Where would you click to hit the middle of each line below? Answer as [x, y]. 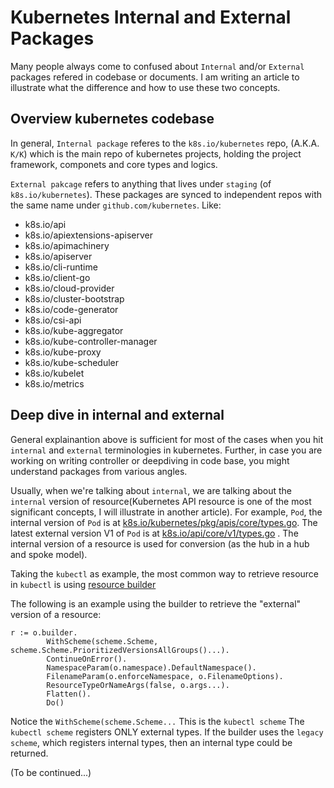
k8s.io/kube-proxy [63, 352]
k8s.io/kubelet [54, 373]
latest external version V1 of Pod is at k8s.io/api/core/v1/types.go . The [154, 533]
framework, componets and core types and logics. [114, 164]
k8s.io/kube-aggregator [74, 330]
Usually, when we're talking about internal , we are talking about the [151, 490]
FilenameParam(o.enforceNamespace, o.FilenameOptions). [165, 676]
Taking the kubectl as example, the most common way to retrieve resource [165, 573]
